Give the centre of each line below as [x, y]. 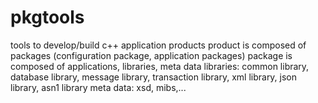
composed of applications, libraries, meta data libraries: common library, [160, 66]
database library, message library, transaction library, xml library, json [154, 77]
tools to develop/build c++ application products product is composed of [158, 45]
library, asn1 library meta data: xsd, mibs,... [98, 87]
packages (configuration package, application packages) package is [151, 55]
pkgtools [47, 17]
